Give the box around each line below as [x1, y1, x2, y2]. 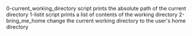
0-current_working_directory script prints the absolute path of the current [6, 5, 186, 12]
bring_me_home [6, 17, 46, 24]
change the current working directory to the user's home [46, 17, 186, 24]
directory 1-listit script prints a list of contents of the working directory [6, 11, 178, 18]
